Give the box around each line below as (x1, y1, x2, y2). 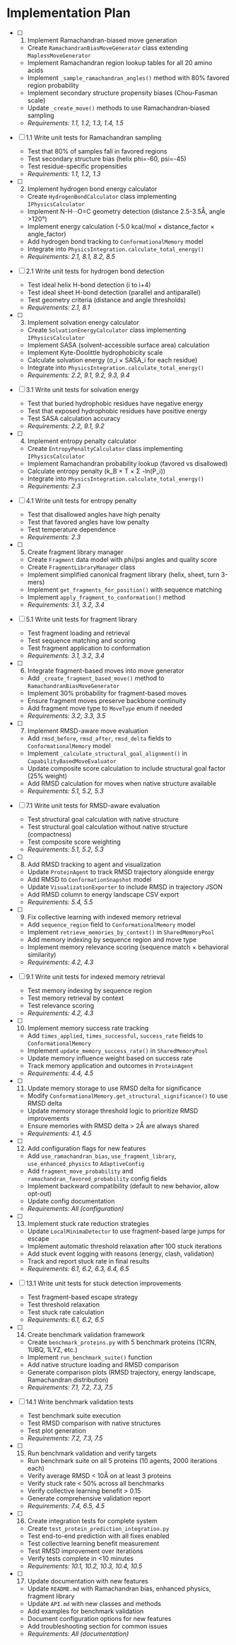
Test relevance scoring (27, 1001, 95, 1009)
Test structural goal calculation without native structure (27, 822, 189, 831)
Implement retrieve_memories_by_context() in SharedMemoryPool (27, 927, 215, 936)
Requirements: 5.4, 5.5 (27, 898, 93, 906)
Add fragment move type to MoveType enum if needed (27, 704, 183, 712)
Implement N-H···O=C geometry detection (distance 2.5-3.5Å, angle (27, 207, 225, 215)
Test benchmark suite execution (27, 1411, 121, 1420)
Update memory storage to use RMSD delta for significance (27, 1084, 202, 1092)
